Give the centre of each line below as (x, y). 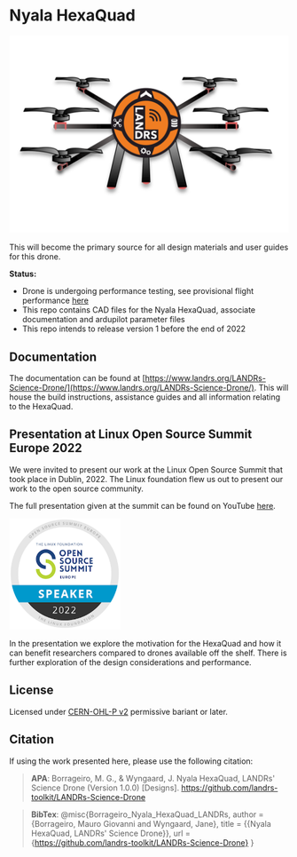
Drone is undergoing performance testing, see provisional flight (138, 291)
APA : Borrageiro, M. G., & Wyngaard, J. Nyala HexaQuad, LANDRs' (153, 778)
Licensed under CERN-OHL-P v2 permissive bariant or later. (119, 711)
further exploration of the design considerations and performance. (130, 662)
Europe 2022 (46, 448)
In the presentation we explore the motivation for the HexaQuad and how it (145, 643)
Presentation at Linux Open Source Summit (131, 435)
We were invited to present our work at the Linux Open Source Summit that (146, 469)
